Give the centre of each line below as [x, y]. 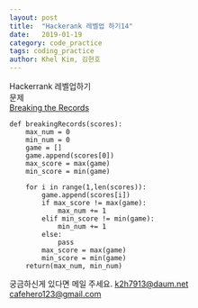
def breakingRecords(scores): [66, 124]
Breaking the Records [49, 108]
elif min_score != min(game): [98, 219]
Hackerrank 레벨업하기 [50, 86]
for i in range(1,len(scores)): [86, 187]
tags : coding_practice [52, 51]
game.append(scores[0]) [70, 156]
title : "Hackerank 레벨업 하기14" [71, 26]
